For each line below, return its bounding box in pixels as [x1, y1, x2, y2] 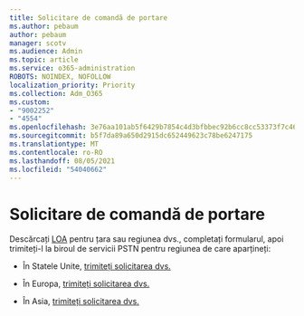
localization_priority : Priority [9, 81, 136, 90]
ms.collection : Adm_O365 [9, 89, 103, 98]
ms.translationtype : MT [9, 139, 100, 148]
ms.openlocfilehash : [9, 123, 88, 132]
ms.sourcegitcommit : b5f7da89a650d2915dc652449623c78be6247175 [9, 131, 253, 140]
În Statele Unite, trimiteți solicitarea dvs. [22, 261, 172, 272]
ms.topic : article [9, 55, 79, 64]
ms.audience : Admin [9, 47, 83, 56]
